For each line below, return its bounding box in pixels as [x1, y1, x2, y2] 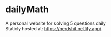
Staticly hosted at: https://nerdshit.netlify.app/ [5, 25, 102, 31]
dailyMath [5, 4, 49, 15]
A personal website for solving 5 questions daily [5, 20, 106, 26]
